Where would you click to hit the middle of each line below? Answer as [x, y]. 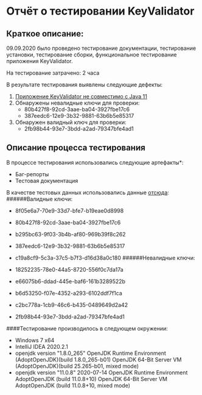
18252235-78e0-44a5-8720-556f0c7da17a [69, 269]
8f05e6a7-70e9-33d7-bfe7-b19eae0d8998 [69, 210]
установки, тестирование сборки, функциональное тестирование [92, 55]
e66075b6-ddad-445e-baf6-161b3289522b [70, 281]
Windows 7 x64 [35, 340]
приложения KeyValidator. [40, 61]
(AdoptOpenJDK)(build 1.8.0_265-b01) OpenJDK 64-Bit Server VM [98, 359]
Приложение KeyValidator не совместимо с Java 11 [81, 96]
